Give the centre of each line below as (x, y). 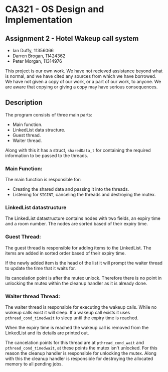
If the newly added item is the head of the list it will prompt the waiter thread (84, 263)
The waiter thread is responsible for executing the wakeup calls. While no (81, 307)
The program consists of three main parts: (49, 114)
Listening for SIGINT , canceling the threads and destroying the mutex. (84, 195)
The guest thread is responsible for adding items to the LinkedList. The (78, 247)
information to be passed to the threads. (47, 155)
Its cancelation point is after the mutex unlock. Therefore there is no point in (83, 278)
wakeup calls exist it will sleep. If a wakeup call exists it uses (68, 313)
